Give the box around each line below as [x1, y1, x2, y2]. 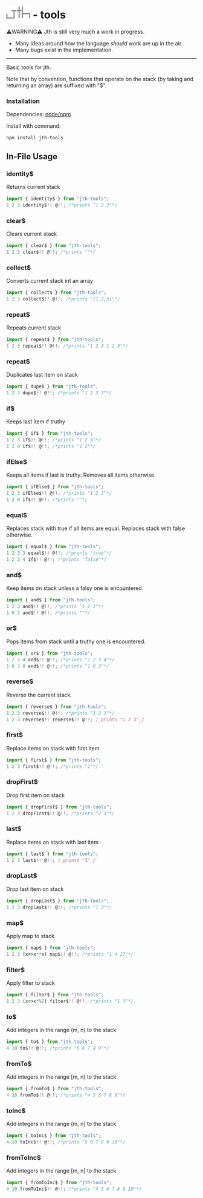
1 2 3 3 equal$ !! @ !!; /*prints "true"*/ [6, 550, 112, 556]
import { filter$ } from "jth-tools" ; [6, 991, 104, 998]
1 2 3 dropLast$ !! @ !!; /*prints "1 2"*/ [6, 904, 112, 910]
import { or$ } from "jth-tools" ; [6, 650, 94, 657]
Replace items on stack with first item [6, 744, 100, 752]
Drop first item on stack [6, 791, 65, 799]
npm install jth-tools [6, 135, 63, 141]
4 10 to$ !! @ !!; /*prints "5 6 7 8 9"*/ [6, 1045, 110, 1051]
